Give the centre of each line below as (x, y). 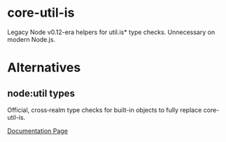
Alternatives (44, 68)
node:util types (41, 93)
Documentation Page (38, 131)
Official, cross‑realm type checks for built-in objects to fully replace (105, 110)
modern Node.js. (31, 39)
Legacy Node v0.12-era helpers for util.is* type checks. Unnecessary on (111, 32)
